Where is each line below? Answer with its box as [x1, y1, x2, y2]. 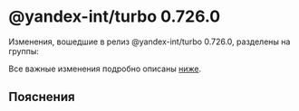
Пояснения [8, 89, 75, 105]
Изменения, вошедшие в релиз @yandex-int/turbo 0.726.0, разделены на [8, 36, 291, 47]
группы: [8, 45, 40, 56]
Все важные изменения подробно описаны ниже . [8, 63, 201, 74]
